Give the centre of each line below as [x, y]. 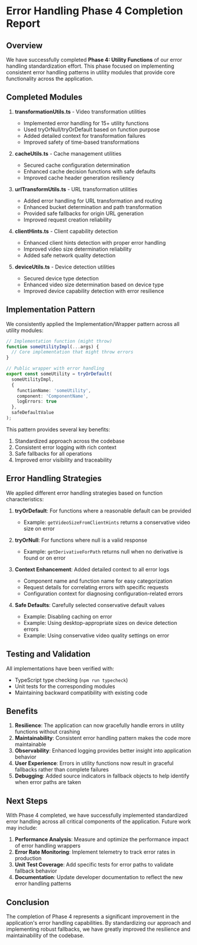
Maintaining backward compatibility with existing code [81, 693]
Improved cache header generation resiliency [79, 178]
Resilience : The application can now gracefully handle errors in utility [99, 725]
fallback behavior [36, 871]
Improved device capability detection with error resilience [94, 291]
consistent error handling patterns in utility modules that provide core [91, 72]
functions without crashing [47, 732]
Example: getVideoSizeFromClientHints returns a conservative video [107, 522]
